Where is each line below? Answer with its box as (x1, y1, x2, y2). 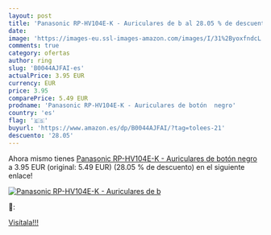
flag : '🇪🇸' (8, 117, 48, 125)
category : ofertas (8, 49, 70, 57)
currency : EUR (8, 79, 56, 87)
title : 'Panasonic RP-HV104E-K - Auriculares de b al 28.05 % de (8, 19, 232, 27)
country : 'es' (8, 109, 56, 117)
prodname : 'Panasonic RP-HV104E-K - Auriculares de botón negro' (8, 101, 236, 109)
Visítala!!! (8, 217, 39, 227)
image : (8, 34, 31, 43)
